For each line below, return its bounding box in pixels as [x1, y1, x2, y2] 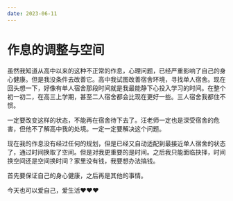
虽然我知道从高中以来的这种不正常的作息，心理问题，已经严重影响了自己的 [7, 67, 220, 75]
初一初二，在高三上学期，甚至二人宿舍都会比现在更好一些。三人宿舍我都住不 [7, 92, 226, 101]
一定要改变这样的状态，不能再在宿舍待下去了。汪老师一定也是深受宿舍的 [7, 116, 214, 124]
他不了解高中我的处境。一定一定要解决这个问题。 [25, 124, 165, 132]
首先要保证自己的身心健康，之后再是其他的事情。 [7, 171, 147, 180]
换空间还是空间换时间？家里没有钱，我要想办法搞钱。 [7, 157, 159, 165]
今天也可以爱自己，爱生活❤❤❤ [7, 186, 99, 194]
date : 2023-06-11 [7, 10, 58, 17]
